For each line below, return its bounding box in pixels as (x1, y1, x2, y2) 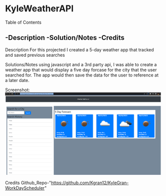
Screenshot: (5, 87, 30, 93)
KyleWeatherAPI (5, 3, 74, 14)
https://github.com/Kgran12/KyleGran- (51, 180, 129, 186)
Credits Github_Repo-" (5, 180, 51, 186)
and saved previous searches (5, 52, 65, 58)
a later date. (5, 77, 30, 83)
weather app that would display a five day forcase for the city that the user (5, 67, 157, 73)
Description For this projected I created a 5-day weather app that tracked (5, 46, 154, 52)
